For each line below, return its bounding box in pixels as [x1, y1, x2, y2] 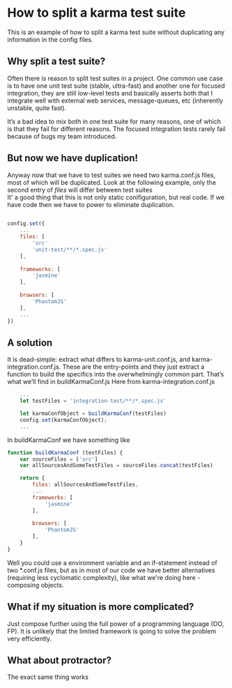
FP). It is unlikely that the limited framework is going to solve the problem [7, 627, 217, 635]
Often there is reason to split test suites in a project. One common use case [7, 74, 224, 82]
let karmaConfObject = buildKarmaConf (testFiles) [20, 410, 167, 417]
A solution [7, 337, 53, 349]
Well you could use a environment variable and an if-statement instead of [7, 558, 217, 567]
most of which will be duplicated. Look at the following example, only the [7, 178, 217, 186]
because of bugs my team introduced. [7, 132, 117, 140]
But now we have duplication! [7, 152, 138, 165]
